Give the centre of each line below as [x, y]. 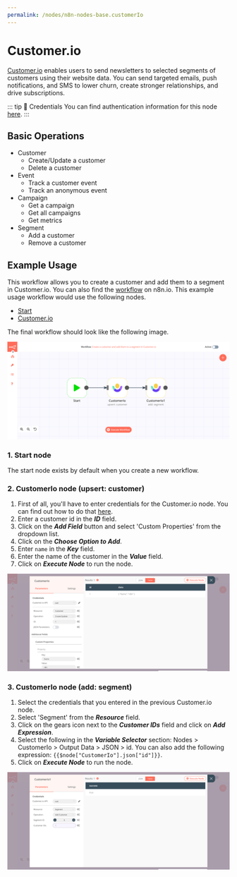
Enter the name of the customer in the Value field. [90, 557]
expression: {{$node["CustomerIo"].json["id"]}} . [90, 755]
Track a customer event [62, 183]
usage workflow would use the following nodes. [77, 297]
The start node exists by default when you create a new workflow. [103, 470]
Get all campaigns [54, 213]
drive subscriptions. [36, 92]
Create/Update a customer [67, 161]
